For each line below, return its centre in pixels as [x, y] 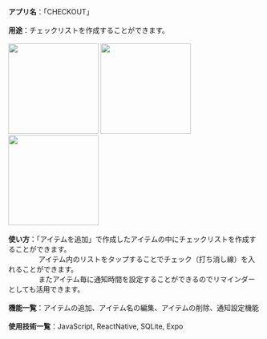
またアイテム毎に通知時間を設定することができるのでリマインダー [147, 279]
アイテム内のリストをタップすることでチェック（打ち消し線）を [143, 259]
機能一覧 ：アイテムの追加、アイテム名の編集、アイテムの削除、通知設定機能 [133, 308]
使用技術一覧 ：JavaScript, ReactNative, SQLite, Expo [96, 326]
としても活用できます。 [47, 289]
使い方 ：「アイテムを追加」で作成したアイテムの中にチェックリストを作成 [129, 239]
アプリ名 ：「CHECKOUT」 [51, 12]
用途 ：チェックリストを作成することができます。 [89, 30]
